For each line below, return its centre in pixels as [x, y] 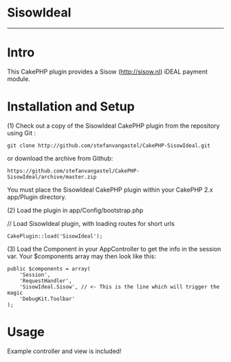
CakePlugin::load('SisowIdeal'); [55, 236]
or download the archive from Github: [60, 158]
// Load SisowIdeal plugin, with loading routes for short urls [91, 223]
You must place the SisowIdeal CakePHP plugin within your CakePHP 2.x [110, 190]
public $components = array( [49, 269]
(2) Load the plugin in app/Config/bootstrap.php [75, 210]
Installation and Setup [71, 107]
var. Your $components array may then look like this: [82, 256]
